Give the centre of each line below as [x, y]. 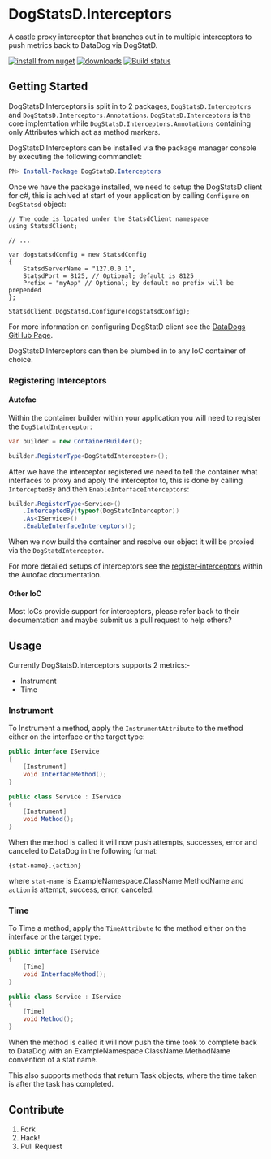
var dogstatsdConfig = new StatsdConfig [78, 254]
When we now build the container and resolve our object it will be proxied [131, 542]
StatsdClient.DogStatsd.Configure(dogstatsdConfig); [99, 311]
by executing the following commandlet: [75, 156]
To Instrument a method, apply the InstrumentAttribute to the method [126, 729]
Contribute [37, 1109]
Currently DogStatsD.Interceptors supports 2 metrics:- [99, 665]
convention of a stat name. [53, 1060]
